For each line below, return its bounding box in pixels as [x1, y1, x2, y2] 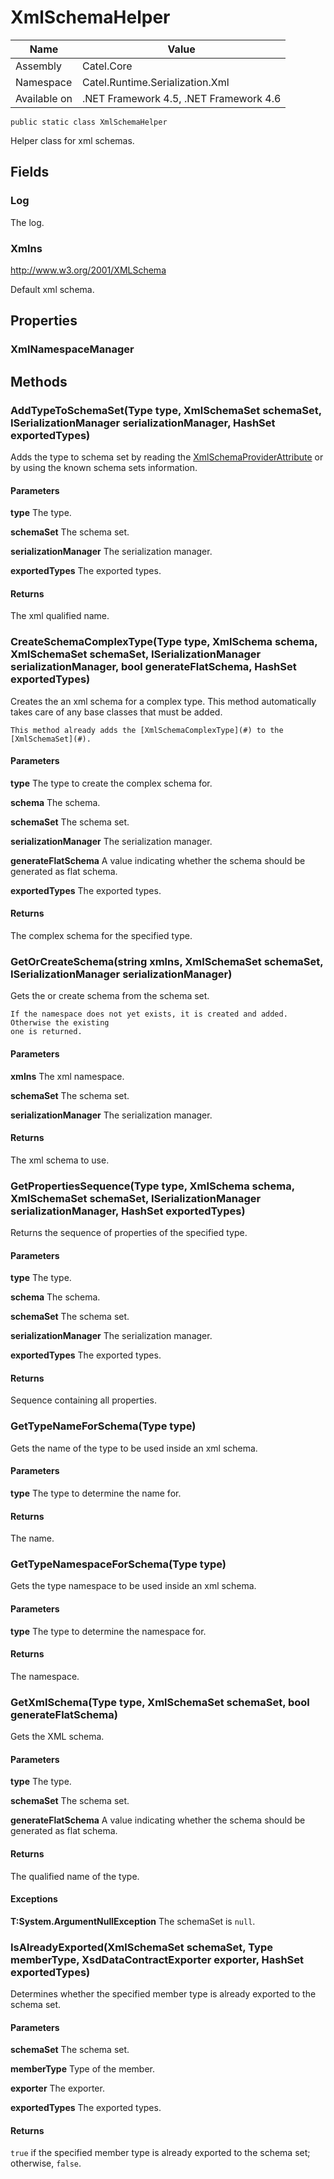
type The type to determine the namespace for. [10, 1625, 207, 1637]
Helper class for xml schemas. [10, 134, 135, 146]
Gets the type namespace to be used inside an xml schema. [10, 1580, 257, 1592]
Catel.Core [81, 59, 133, 73]
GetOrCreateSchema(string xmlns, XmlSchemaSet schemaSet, [10, 954, 324, 968]
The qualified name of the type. [10, 1870, 140, 1882]
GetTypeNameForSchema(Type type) [10, 1419, 197, 1433]
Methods [10, 373, 68, 390]
